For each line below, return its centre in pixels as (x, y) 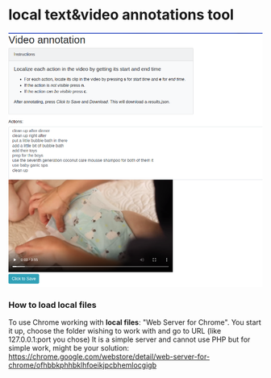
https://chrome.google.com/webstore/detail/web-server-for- (109, 357)
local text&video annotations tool (121, 15)
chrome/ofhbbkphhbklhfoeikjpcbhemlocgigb (83, 365)
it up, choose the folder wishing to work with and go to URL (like (115, 331)
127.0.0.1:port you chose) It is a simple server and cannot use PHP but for (129, 339)
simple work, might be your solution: (69, 348)
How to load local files (52, 305)
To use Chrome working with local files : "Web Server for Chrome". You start (135, 322)
